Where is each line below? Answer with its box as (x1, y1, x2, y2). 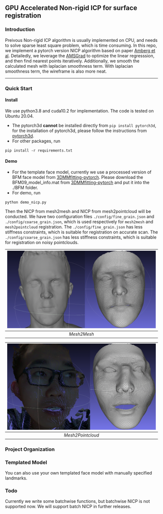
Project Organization (5, 446, 55, 453)
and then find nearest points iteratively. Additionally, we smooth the (5, 58, 140, 64)
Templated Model (5, 459, 48, 466)
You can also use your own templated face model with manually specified (5, 470, 152, 476)
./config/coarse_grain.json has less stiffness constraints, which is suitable (5, 234, 157, 240)
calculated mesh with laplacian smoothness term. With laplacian (5, 63, 133, 69)
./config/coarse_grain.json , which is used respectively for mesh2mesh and (5, 219, 154, 225)
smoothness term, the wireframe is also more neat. (5, 68, 107, 74)
